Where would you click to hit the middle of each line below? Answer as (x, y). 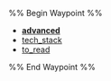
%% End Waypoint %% (52, 67)
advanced (41, 30)
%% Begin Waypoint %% (55, 13)
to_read (36, 49)
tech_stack (42, 40)
